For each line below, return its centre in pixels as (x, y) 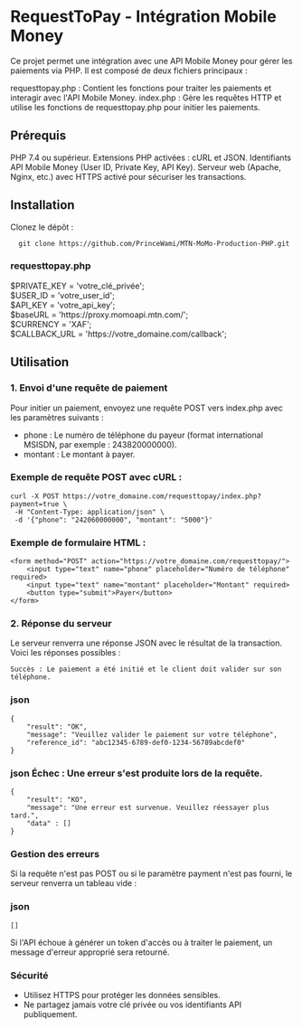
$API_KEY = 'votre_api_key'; (63, 305)
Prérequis (38, 136)
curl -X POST (35, 496)
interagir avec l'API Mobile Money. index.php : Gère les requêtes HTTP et (146, 98)
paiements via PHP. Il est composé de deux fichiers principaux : (129, 71)
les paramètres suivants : (57, 417)
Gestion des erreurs (55, 854)
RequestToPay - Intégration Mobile (143, 17)
